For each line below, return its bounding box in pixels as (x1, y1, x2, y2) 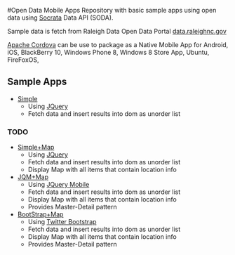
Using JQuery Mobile (27, 181, 90, 189)
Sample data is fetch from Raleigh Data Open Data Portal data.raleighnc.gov (7, 27, 227, 35)
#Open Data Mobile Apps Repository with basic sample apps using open (7, 6, 217, 14)
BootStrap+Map (17, 210, 64, 218)
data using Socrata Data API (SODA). (7, 13, 114, 22)
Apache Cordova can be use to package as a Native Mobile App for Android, (7, 41, 229, 48)
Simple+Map (17, 143, 55, 152)
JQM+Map (17, 173, 49, 181)
